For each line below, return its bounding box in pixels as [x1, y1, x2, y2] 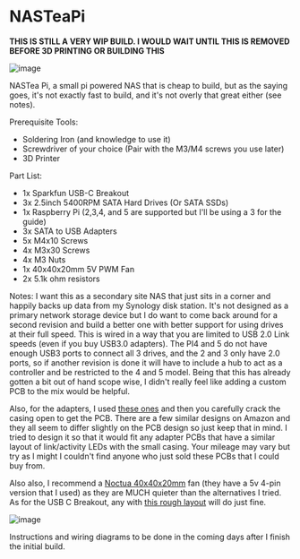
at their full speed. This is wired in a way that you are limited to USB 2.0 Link [9, 329, 290, 340]
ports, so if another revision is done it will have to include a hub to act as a [9, 357, 283, 368]
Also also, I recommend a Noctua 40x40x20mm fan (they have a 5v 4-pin [9, 477, 281, 488]
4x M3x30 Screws [21, 245, 90, 255]
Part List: [9, 170, 43, 181]
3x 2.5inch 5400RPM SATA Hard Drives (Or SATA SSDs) [21, 197, 229, 208]
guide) [21, 216, 47, 227]
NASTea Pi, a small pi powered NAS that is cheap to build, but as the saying [9, 80, 288, 90]
